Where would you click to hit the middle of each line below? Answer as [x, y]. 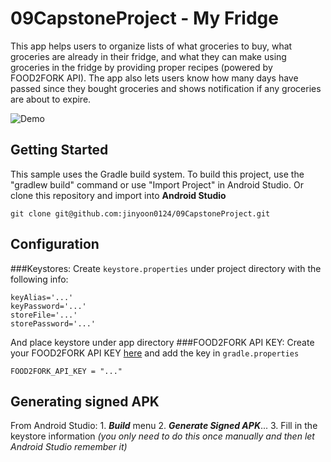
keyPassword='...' [48, 306]
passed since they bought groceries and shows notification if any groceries [166, 88]
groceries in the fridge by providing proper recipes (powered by [141, 67]
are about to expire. [51, 99]
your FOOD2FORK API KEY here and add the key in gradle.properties [155, 353]
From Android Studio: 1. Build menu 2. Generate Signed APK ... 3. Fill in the [164, 426]
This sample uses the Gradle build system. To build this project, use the [157, 174]
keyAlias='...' [42, 297]
